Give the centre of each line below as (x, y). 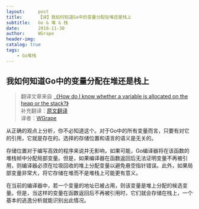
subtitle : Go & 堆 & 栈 (37, 22)
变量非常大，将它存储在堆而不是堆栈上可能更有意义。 (76, 173)
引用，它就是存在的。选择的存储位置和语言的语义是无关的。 (84, 138)
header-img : (21, 39)
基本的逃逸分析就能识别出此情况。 (48, 200)
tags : (13, 50)
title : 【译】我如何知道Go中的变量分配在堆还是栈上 (69, 17)
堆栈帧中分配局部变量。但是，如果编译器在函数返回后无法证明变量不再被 (94, 158)
